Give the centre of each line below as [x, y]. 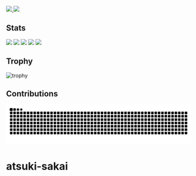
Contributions [32, 94]
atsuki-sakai [37, 166]
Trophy [20, 61]
